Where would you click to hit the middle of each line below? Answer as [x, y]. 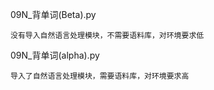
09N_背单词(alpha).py [55, 55]
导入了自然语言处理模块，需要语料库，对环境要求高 [100, 76]
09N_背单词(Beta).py [53, 14]
